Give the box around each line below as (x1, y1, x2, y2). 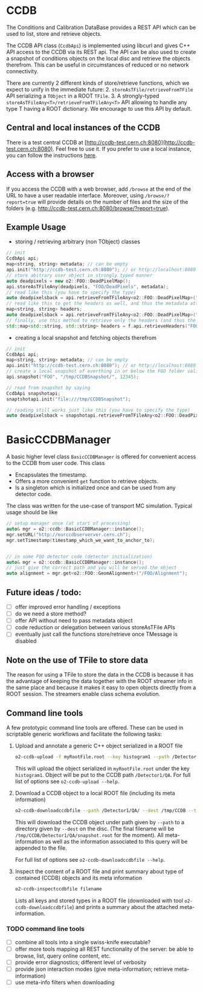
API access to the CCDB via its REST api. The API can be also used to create (6, 48, 196, 55)
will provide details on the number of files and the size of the (37, 198, 188, 205)
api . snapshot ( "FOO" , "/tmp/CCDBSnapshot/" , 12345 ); (6, 374, 139, 380)
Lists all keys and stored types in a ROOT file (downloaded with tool (14, 897, 183, 904)
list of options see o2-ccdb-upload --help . (14, 778, 120, 785)
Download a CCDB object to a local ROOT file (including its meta (14, 789, 175, 796)
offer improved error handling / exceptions (14, 603, 121, 610)
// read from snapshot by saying (6, 385, 91, 391)
